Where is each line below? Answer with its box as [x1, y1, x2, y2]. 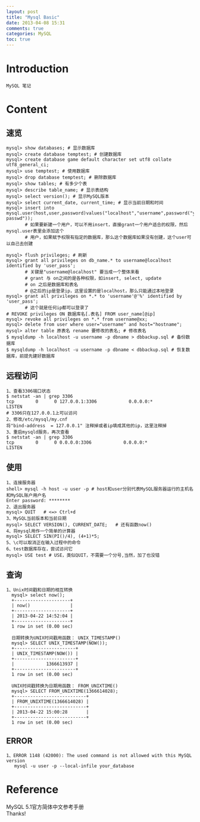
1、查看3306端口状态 [6, 388, 51, 394]
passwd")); [6, 215, 33, 221]
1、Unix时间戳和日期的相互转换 [6, 587, 73, 593]
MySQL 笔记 [6, 83, 32, 89]
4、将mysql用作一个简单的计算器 [6, 528, 76, 534]
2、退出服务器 [6, 504, 36, 510]
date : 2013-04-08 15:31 [6, 20, 65, 26]
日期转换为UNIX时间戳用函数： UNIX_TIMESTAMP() [11, 635, 121, 641]
